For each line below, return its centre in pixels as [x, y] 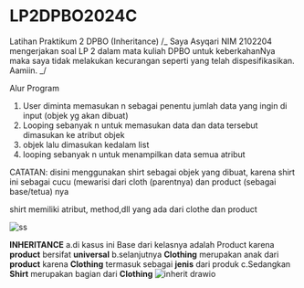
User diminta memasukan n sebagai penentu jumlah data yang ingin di [155, 105]
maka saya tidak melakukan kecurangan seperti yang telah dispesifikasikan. [152, 60]
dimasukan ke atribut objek [73, 134]
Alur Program [34, 88]
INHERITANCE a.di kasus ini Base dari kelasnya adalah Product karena [142, 244]
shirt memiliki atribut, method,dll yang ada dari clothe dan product [133, 209]
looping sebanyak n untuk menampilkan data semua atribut [134, 154]
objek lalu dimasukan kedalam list [86, 144]
